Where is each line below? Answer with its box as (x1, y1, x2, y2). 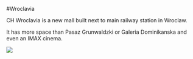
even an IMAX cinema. (6, 35, 63, 42)
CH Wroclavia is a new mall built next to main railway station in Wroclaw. (6, 17, 188, 23)
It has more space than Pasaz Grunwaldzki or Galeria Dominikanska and (6, 28, 188, 36)
